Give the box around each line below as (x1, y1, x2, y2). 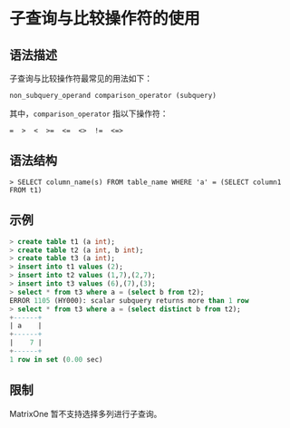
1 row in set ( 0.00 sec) (9, 355, 103, 364)
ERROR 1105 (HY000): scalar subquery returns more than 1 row (9, 296, 249, 305)
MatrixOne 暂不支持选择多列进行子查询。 (9, 408, 162, 419)
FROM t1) (9, 185, 43, 195)
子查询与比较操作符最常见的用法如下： (9, 73, 152, 83)
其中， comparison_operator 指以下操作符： (9, 108, 169, 119)
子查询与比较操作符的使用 (9, 8, 201, 29)
